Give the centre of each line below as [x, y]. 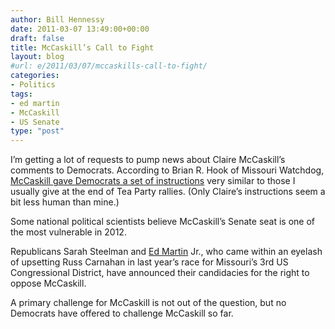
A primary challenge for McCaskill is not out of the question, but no [148, 303]
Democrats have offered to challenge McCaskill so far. [122, 313]
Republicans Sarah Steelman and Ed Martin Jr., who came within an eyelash [166, 252]
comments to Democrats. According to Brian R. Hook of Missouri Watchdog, [167, 170]
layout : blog [37, 57]
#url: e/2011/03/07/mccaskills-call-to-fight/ [109, 66]
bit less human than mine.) [65, 202]
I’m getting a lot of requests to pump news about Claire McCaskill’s [148, 160]
